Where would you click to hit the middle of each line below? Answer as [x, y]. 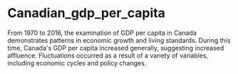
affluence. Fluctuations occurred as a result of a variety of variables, [108, 55]
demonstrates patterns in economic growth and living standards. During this [119, 40]
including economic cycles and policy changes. [77, 63]
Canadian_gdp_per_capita [87, 13]
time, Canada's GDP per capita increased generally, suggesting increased [116, 48]
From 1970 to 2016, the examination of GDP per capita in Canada [102, 33]
